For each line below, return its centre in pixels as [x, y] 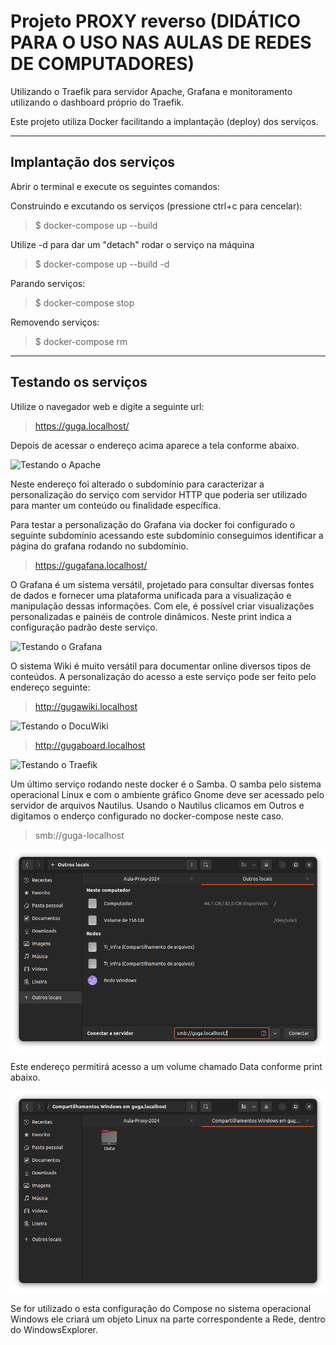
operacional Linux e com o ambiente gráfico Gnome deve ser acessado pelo [167, 794]
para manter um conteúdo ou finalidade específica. [116, 505]
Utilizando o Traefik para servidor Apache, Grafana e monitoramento [151, 91]
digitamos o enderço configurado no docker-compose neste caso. [147, 816]
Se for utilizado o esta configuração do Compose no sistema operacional [161, 1308]
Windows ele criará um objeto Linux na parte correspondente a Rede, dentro [168, 1319]
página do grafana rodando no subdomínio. [99, 546]
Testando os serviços [79, 382]
